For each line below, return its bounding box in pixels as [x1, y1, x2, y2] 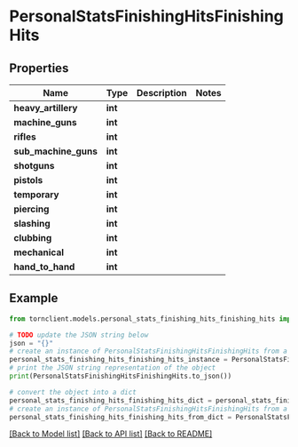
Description [136, 87, 188, 99]
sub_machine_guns [13, 145, 98, 157]
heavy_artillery [13, 102, 78, 114]
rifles [13, 131, 37, 143]
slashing [13, 218, 51, 229]
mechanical [13, 246, 65, 259]
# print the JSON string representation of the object [9, 363, 216, 372]
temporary [13, 188, 59, 201]
